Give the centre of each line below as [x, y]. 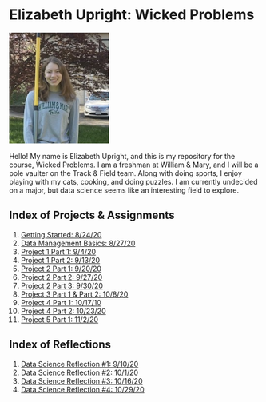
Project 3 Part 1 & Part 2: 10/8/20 [74, 294]
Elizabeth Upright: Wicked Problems [132, 15]
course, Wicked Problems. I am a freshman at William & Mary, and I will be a [134, 165]
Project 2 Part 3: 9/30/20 [62, 285]
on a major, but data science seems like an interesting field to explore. [124, 190]
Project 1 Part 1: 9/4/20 [58, 251]
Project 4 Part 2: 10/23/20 [63, 311]
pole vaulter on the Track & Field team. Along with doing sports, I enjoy [126, 173]
